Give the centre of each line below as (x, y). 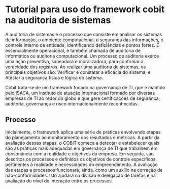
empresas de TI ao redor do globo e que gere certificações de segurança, (83, 98)
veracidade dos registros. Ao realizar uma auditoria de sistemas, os (76, 67)
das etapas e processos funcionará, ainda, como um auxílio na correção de (84, 170)
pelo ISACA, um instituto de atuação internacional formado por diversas (80, 93)
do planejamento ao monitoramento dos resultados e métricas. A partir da (82, 137)
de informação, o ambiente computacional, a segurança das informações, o (84, 40)
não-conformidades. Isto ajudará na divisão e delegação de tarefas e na (81, 175)
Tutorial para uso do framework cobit (85, 9)
